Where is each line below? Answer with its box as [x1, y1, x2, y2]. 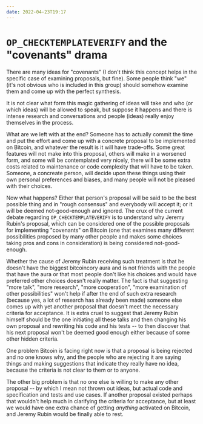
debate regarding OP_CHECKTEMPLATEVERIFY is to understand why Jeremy [6, 214, 185, 221]
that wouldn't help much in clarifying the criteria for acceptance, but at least [6, 397, 196, 405]
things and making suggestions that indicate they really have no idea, [6, 360, 179, 367]
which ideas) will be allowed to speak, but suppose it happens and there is [6, 106, 192, 113]
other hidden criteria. [6, 335, 59, 342]
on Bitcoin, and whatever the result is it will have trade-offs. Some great [6, 144, 185, 151]
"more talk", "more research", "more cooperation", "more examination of [6, 283, 187, 291]
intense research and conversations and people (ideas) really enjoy [6, 112, 175, 119]
